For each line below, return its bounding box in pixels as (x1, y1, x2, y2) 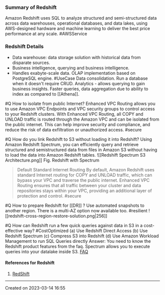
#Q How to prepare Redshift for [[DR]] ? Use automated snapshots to (5, 202, 145, 208)
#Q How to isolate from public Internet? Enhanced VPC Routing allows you (5, 100, 156, 106)
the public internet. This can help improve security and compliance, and (5, 121, 151, 127)
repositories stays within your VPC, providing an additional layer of (17, 188, 152, 194)
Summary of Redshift (5, 4, 57, 11)
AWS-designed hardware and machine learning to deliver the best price (5, 26, 151, 32)
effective (5, 228, 23, 233)
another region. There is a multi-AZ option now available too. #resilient (5, 207, 148, 213)
